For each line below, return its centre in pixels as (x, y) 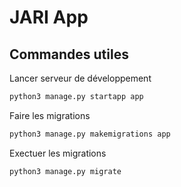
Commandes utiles (69, 54)
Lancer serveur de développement (80, 78)
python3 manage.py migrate (65, 171)
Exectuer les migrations (58, 153)
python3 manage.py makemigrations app (90, 134)
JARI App (49, 17)
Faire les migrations (50, 115)
